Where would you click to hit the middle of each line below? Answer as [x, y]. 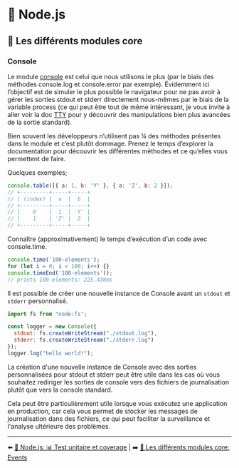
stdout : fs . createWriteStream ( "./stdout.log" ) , [86, 334]
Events [17, 457]
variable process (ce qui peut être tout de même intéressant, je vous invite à [119, 107]
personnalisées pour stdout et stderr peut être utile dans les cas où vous [114, 375]
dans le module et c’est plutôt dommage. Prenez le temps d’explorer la [110, 143]
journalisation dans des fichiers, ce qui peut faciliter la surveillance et [109, 418]
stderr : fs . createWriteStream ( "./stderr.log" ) [84, 340]
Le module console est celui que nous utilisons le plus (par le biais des [111, 76]
